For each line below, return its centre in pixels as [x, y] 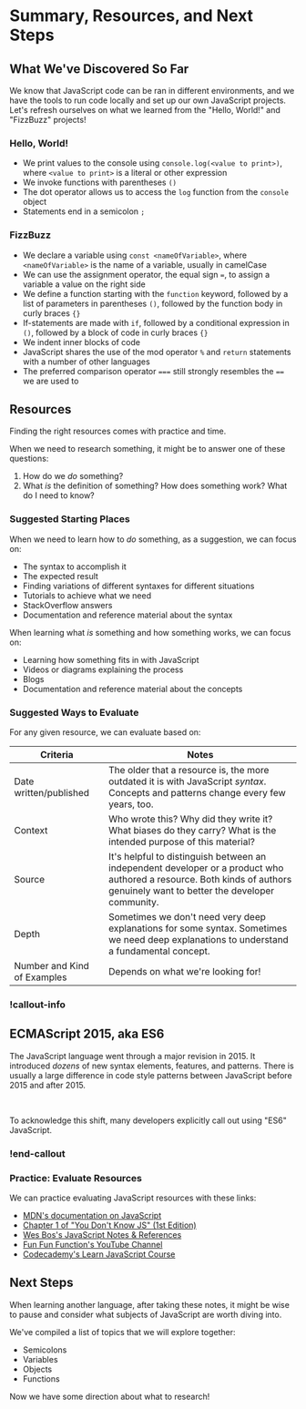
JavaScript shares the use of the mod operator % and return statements [157, 352]
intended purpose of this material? [182, 842]
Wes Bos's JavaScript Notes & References [102, 1234]
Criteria [57, 755]
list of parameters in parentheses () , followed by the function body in [153, 303]
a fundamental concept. [160, 951]
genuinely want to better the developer [192, 891]
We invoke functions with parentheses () [100, 182]
